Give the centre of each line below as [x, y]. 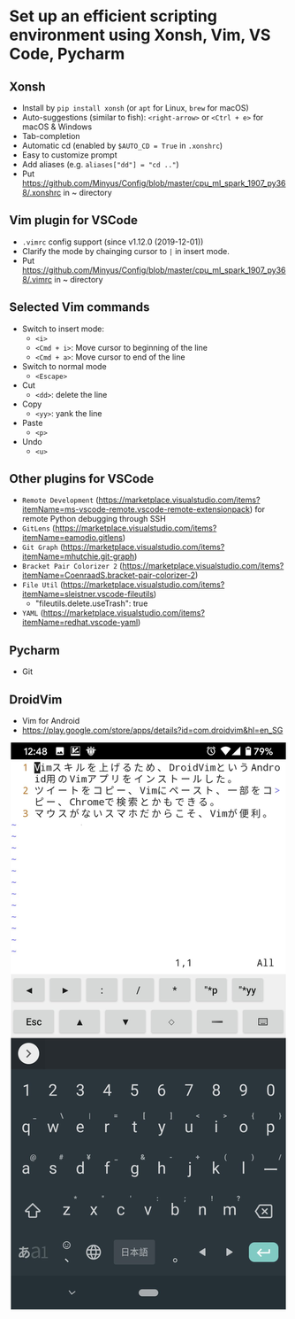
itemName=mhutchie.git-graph [78, 556]
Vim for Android [51, 721]
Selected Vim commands [79, 307]
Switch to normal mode [64, 366]
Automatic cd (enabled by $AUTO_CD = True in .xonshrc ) [122, 145]
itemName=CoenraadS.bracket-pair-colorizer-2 [109, 575]
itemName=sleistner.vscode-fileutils [88, 594]
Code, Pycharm [67, 54]
